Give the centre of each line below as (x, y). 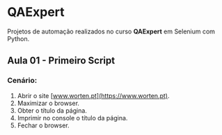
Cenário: (22, 81)
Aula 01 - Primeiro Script (61, 61)
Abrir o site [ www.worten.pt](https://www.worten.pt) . (93, 95)
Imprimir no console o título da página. (72, 118)
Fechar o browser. (43, 125)
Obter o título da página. (52, 110)
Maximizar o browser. (48, 103)
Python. (18, 38)
